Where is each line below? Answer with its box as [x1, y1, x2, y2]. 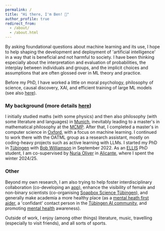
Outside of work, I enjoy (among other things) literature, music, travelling [5, 215, 153, 221]
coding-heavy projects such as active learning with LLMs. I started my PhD [5, 140, 158, 146]
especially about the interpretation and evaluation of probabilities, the [5, 60, 146, 65]
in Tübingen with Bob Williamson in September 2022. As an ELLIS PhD [5, 145, 148, 151]
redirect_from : [5, 21, 36, 26]
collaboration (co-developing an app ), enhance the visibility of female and [5, 184, 155, 190]
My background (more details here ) [5, 102, 92, 109]
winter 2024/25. [5, 155, 38, 161]
